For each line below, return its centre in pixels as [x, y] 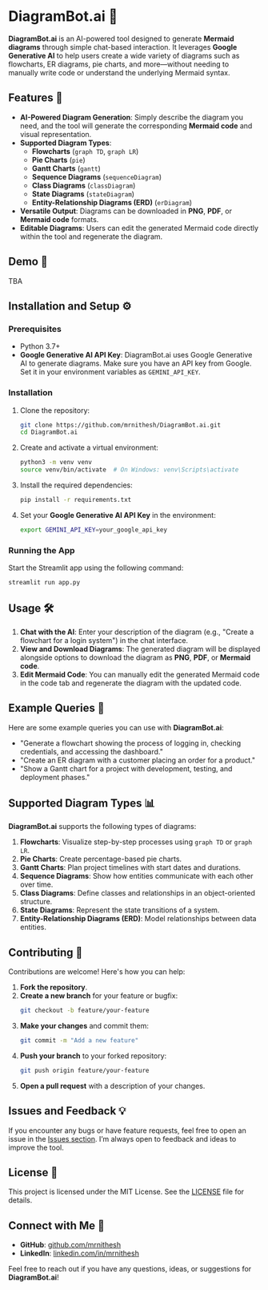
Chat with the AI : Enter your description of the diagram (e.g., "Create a [137, 632]
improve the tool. [36, 1147]
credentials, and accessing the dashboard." [92, 751]
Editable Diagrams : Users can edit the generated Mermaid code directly [139, 228]
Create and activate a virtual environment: [89, 447]
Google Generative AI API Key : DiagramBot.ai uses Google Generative [136, 355]
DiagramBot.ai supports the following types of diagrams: [102, 827]
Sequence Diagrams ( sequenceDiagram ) [97, 176]
